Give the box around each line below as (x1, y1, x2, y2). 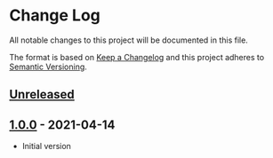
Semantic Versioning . (9, 61, 87, 72)
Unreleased (9, 87, 76, 102)
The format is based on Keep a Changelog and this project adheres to (9, 51, 265, 62)
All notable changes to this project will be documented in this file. (9, 35, 249, 45)
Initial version (21, 141, 71, 152)
